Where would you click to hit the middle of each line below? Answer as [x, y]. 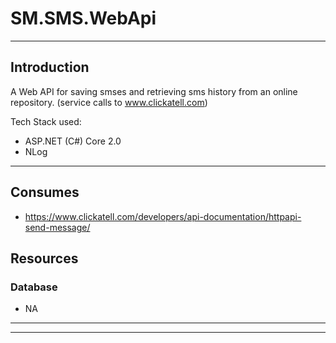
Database [34, 287]
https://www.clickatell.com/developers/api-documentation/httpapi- [163, 216]
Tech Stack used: [46, 121]
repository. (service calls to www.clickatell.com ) [109, 102]
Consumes [45, 192]
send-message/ [57, 227]
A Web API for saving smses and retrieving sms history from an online [154, 91]
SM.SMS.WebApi [83, 18]
